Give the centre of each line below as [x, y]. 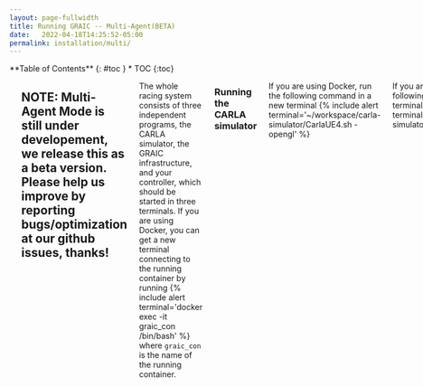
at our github [58, 238]
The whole [159, 86]
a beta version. [64, 168]
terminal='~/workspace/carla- [324, 115]
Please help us [63, 182]
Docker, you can [169, 231]
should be [157, 192]
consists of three [170, 106]
